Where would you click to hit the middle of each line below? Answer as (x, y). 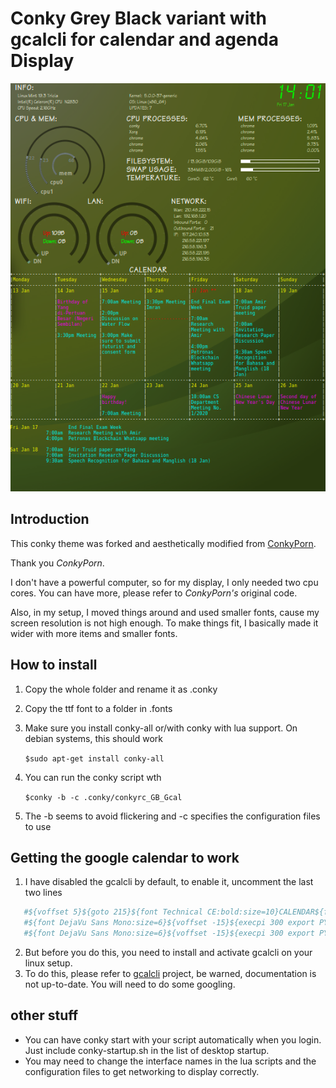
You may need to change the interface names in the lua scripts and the (170, 1061)
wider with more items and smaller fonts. (94, 633)
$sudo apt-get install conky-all (94, 758)
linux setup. (48, 963)
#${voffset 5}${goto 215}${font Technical (113, 912)
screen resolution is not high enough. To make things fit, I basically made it (164, 623)
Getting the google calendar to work (125, 857)
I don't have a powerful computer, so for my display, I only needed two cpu (164, 582)
